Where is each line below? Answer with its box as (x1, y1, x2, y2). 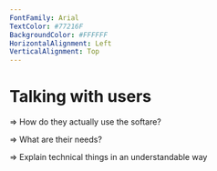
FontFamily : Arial (9, 13, 79, 23)
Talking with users (9, 86, 152, 107)
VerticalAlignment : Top (9, 47, 100, 56)
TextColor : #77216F (9, 22, 84, 31)
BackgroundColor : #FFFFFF (9, 30, 108, 39)
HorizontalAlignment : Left (9, 38, 112, 48)
